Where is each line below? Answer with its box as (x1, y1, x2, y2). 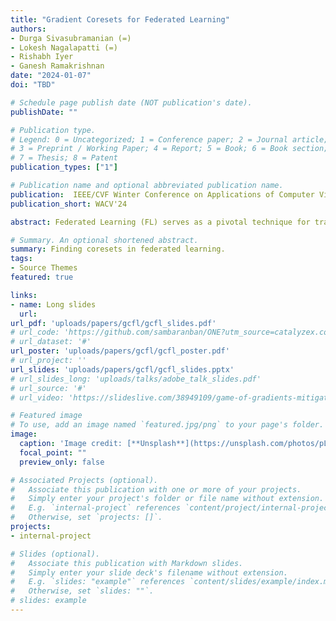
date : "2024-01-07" (10, 71, 92, 81)
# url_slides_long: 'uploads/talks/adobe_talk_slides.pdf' (10, 374, 262, 384)
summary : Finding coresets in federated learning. (10, 244, 226, 255)
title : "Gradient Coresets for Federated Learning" (10, 14, 230, 25)
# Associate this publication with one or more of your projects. (10, 484, 302, 495)
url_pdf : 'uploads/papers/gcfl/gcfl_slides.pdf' (10, 318, 217, 328)
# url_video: (10, 392, 65, 403)
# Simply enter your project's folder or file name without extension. (10, 494, 325, 504)
